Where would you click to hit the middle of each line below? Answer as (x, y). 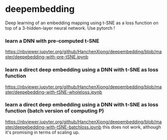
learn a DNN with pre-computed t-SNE (52, 41)
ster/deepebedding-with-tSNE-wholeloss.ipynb (54, 92)
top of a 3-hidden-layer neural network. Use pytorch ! (60, 28)
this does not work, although (132, 127)
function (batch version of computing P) (55, 111)
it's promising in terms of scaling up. (42, 132)
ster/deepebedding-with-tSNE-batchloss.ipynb (53, 127)
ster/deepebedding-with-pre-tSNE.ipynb (47, 57)
